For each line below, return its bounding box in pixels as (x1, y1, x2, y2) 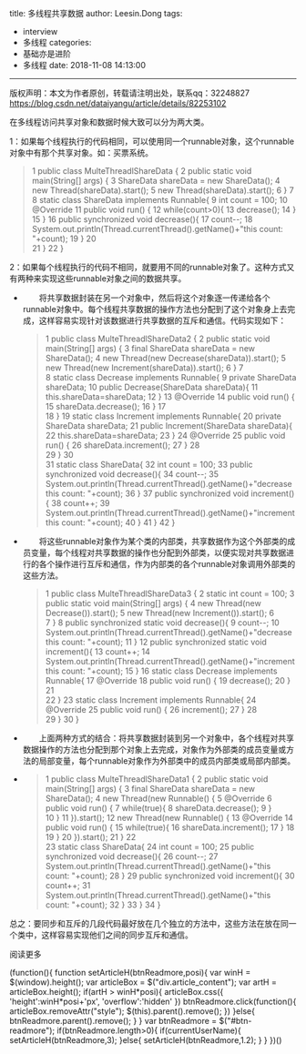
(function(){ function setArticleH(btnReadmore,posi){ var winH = (9, 968, 251, 978)
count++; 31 (45, 880, 91, 890)
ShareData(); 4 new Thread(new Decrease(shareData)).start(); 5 (45, 353, 287, 363)
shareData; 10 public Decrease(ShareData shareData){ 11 (45, 381, 259, 392)
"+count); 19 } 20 (31, 233, 97, 244)
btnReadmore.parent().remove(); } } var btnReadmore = (9, 1016, 218, 1026)
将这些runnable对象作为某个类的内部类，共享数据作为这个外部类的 (38, 536, 288, 546)
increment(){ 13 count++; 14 (45, 646, 150, 657)
